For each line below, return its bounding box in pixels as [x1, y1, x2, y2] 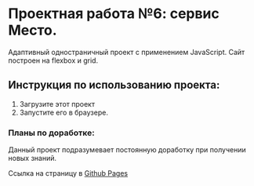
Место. [8, 21, 57, 39]
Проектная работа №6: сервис [8, 5, 220, 23]
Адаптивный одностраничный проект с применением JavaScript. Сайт [8, 47, 245, 57]
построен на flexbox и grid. [8, 56, 99, 65]
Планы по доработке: [8, 127, 96, 138]
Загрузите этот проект [19, 99, 96, 108]
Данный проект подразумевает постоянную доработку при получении [8, 145, 246, 155]
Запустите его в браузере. [19, 108, 108, 117]
